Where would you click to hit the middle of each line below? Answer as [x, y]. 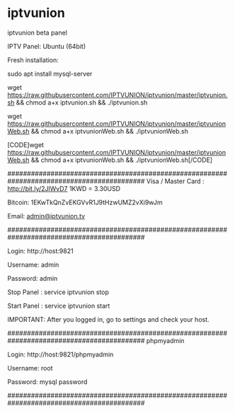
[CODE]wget [26, 145]
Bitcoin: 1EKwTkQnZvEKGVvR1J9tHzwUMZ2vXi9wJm [85, 202]
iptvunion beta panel [37, 33]
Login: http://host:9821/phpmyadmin [61, 354]
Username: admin [33, 264]
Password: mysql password [47, 382]
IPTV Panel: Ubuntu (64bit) [47, 46]
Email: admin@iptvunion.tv [46, 216]
